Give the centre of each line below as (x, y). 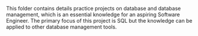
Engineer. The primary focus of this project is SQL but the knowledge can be (99, 21)
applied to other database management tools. (61, 27)
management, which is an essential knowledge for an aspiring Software (93, 15)
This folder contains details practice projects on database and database (94, 8)
